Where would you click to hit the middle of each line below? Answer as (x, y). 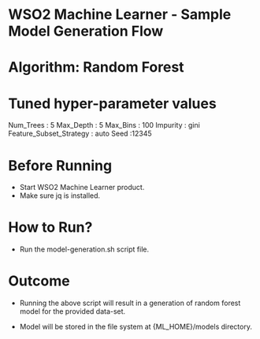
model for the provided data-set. (72, 311)
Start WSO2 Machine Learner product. (82, 188)
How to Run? (50, 227)
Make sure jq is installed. (60, 196)
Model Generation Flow (86, 31)
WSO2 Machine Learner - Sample (120, 15)
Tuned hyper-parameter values (112, 103)
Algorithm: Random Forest (96, 67)
